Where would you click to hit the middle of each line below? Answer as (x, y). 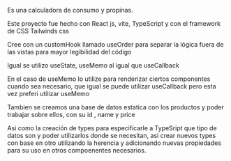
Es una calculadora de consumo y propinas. (70, 10)
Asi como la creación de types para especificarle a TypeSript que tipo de (112, 128)
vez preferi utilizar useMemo (48, 94)
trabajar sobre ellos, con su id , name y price (71, 115)
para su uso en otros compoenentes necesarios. (77, 150)
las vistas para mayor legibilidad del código (69, 52)
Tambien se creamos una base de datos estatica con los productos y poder (116, 107)
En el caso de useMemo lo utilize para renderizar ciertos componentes (109, 79)
